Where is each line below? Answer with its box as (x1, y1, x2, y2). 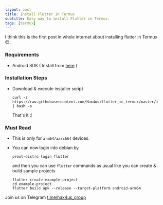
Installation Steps (5, 75, 48, 81)
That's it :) (12, 112, 33, 118)
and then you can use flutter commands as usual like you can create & (12, 163, 157, 168)
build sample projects (12, 168, 55, 174)
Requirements (5, 52, 39, 58)
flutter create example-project (12, 177, 78, 183)
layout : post (5, 7, 32, 12)
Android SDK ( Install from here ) (12, 62, 78, 68)
